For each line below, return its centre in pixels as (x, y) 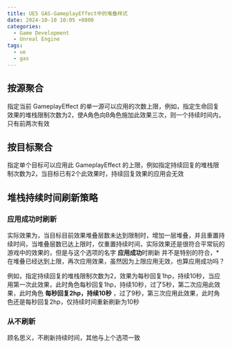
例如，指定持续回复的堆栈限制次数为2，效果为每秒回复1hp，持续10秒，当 (111, 276)
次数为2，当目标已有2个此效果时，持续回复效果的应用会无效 (98, 174)
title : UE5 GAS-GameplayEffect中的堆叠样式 (67, 13)
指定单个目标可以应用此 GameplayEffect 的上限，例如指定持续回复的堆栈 (110, 165)
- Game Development (41, 33)
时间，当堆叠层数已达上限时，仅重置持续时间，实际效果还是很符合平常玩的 (119, 244)
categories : (24, 26)
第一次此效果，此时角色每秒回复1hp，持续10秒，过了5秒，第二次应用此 (114, 284)
